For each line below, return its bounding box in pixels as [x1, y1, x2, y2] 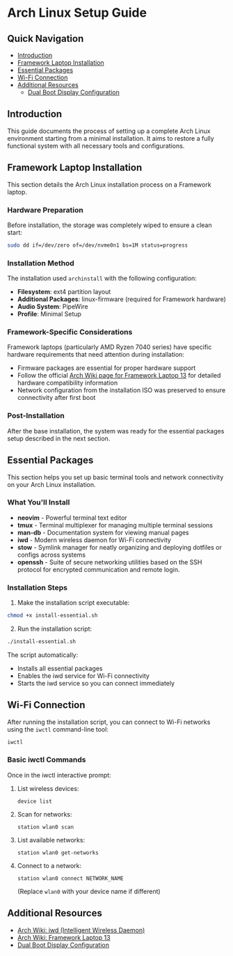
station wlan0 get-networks [17, 849, 99, 856]
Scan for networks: [17, 810, 72, 818]
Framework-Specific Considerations [7, 327, 133, 337]
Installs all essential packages [17, 664, 103, 672]
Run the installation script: [17, 624, 93, 633]
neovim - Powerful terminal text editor [17, 514, 127, 522]
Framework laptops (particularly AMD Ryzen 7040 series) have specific [7, 343, 212, 351]
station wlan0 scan [17, 824, 74, 831]
